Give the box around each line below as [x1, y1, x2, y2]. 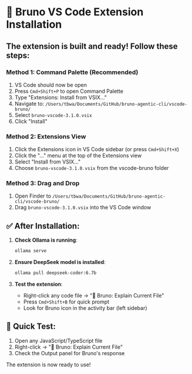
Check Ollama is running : [14, 236, 78, 243]
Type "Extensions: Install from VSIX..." [14, 93, 107, 101]
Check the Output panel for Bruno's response [14, 349, 125, 356]
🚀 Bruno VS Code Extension [6, 5, 144, 19]
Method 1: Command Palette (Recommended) [6, 68, 139, 76]
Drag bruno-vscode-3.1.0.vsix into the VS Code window [14, 204, 151, 211]
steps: [6, 50, 30, 61]
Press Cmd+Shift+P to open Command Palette [14, 88, 123, 95]
